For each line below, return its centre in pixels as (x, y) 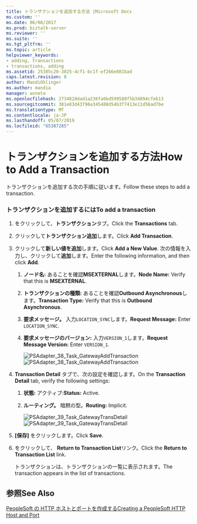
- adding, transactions (35, 60)
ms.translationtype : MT (35, 110)
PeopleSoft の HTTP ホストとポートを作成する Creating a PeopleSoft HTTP (96, 509)
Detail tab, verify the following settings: (62, 381)
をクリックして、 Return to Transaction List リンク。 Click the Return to (101, 448)
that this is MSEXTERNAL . (55, 281)
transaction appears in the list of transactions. (70, 474)
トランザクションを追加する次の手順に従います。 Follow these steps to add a (98, 187)
